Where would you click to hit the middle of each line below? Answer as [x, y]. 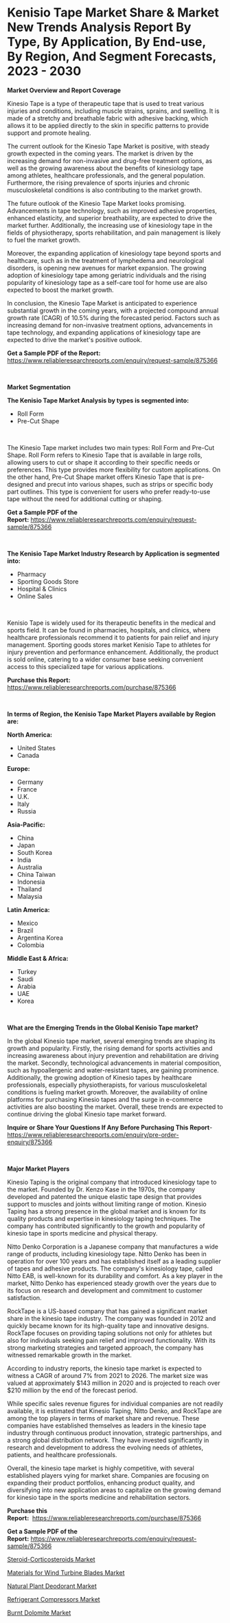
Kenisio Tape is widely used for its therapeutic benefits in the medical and [112, 623]
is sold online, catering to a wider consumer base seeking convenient [105, 659]
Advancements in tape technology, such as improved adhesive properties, [112, 211]
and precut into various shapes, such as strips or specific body [124, 484]
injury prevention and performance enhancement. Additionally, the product [113, 652]
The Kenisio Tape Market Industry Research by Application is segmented [113, 553]
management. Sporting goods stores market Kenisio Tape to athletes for [109, 644]
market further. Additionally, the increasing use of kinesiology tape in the [110, 225]
